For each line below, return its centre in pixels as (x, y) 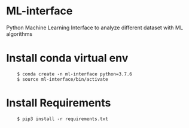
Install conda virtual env (67, 58)
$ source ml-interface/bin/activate (63, 79)
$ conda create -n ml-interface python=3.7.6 (75, 74)
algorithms (19, 33)
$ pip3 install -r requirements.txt (63, 119)
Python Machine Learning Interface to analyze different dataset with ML (95, 28)
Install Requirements (59, 103)
